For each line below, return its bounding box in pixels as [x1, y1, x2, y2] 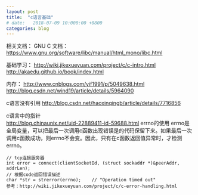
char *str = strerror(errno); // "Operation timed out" [6, 177, 156, 183]
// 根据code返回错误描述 [6, 172, 61, 178]
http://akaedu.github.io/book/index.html [6, 68, 104, 75]
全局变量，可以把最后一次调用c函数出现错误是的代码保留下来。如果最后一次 [6, 127, 192, 134]
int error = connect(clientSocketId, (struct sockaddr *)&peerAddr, [6, 160, 180, 166]
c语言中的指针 [6, 112, 41, 119]
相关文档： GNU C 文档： [6, 42, 69, 49]
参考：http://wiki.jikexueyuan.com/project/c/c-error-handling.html [6, 183, 178, 190]
